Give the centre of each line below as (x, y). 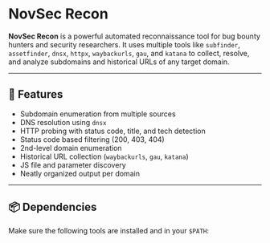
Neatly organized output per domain (80, 173)
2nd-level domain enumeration (71, 148)
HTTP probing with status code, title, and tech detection (113, 131)
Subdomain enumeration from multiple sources (98, 114)
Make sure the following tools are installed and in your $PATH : (108, 230)
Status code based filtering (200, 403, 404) (92, 139)
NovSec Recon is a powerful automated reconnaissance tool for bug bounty (135, 36)
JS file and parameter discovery (73, 164)
